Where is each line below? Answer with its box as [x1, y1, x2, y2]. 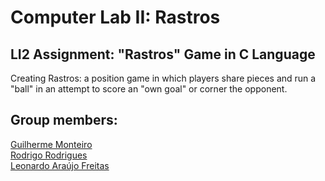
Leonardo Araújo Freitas [10, 159, 110, 171]
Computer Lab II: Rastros [10, 6, 221, 29]
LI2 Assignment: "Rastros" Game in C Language [10, 46, 316, 63]
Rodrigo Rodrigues [10, 149, 88, 161]
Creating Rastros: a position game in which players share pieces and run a [10, 72, 317, 84]
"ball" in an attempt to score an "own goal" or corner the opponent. [10, 83, 288, 95]
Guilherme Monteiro [10, 138, 93, 150]
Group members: [10, 112, 118, 129]
